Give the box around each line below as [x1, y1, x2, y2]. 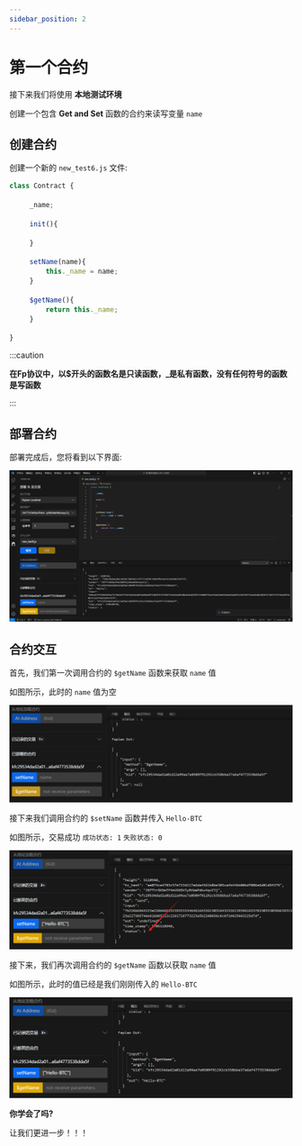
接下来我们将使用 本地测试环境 [9, 88, 122, 99]
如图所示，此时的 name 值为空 [9, 687, 117, 697]
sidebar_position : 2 [9, 14, 87, 23]
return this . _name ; [45, 305, 119, 314]
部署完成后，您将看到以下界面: [9, 451, 123, 463]
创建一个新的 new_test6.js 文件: [9, 162, 128, 173]
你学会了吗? [9, 1108, 54, 1119]
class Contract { [9, 181, 75, 191]
